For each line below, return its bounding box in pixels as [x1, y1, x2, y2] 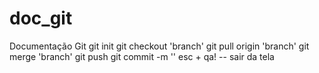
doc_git [9, 7, 73, 30]
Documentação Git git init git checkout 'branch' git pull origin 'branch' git [9, 40, 310, 52]
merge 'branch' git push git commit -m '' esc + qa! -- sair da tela [9, 50, 275, 62]
